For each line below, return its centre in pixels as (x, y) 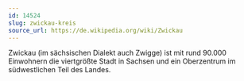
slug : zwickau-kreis (43, 23)
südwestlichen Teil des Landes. (60, 70)
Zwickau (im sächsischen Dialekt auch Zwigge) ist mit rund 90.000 (117, 53)
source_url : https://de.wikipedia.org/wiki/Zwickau (95, 30)
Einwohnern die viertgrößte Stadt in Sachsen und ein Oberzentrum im (122, 61)
